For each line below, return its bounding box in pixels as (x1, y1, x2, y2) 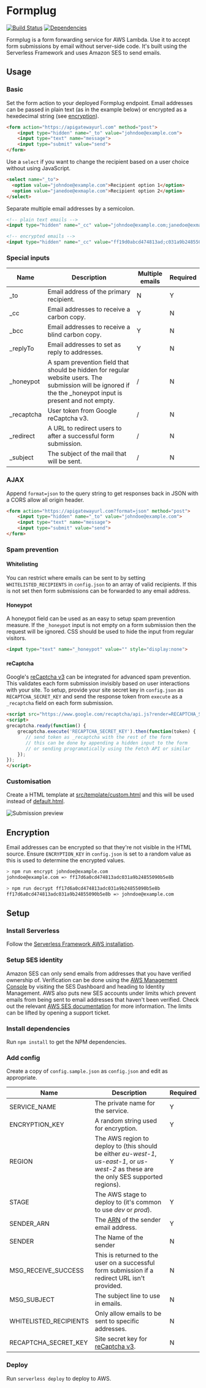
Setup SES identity (6, 956, 63, 964)
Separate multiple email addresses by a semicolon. (6, 205, 135, 212)
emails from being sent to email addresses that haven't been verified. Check (6, 996, 199, 1003)
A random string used (94, 1117, 158, 1125)
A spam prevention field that (47, 358, 129, 367)
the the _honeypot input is (47, 389, 123, 397)
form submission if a (94, 1266, 154, 1275)
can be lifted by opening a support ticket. (6, 1008, 110, 1016)
